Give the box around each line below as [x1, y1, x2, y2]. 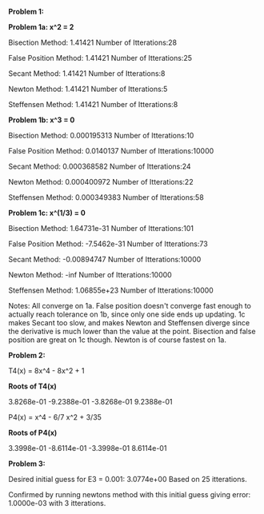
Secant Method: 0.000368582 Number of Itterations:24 [8, 161, 191, 171]
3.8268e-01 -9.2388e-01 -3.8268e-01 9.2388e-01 [8, 397, 173, 406]
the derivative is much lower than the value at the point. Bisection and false [8, 327, 256, 336]
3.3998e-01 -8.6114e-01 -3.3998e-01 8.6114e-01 [8, 444, 167, 452]
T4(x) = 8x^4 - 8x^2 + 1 [8, 366, 86, 375]
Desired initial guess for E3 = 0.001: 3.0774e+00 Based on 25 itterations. [8, 475, 247, 484]
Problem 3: [8, 459, 46, 468]
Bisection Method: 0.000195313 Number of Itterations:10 [8, 131, 194, 140]
